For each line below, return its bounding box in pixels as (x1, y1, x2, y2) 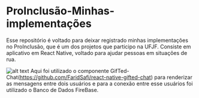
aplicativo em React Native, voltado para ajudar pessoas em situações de (6, 49, 188, 56)
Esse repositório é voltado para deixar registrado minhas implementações (6, 36, 189, 44)
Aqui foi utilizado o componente (30, 67, 109, 74)
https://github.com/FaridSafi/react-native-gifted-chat (20, 73, 151, 81)
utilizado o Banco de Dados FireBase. (6, 86, 99, 93)
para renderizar (153, 73, 193, 81)
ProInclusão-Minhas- (6, 4, 115, 18)
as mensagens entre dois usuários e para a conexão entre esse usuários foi (6, 79, 193, 87)
